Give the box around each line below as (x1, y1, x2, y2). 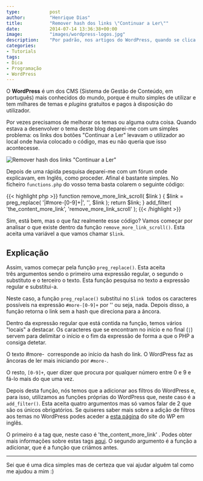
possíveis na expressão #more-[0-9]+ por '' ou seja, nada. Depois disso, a (6, 301, 189, 309)
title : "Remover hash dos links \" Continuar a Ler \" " (6, 20, 169, 26)
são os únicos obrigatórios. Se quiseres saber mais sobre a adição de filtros (6, 406, 195, 414)
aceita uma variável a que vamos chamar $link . (6, 230, 125, 237)
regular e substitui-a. (6, 283, 59, 291)
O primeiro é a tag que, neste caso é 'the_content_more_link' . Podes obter (6, 431, 192, 439)
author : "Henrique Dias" (6, 15, 91, 21)
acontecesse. (6, 144, 40, 152)
